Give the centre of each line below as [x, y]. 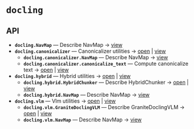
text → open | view [46, 70]
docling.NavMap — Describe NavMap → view [68, 45]
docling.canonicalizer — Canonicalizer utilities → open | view [90, 51]
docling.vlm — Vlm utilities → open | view [65, 101]
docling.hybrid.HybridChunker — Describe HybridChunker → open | [106, 82]
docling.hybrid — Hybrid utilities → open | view [73, 76]
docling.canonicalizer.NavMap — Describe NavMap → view [96, 57]
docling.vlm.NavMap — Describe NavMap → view [83, 120]
